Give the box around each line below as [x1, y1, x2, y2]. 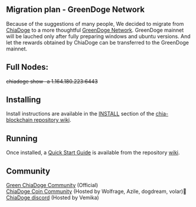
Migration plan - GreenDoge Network [6, 5, 145, 15]
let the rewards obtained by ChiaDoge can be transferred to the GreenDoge [6, 39, 190, 46]
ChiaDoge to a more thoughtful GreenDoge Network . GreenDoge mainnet [6, 26, 184, 33]
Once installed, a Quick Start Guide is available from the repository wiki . [6, 149, 180, 156]
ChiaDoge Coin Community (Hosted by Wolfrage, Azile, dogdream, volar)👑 [6, 188, 187, 195]
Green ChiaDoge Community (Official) [6, 182, 98, 189]
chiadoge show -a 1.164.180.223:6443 [6, 77, 98, 84]
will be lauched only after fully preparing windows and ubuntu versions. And [6, 32, 191, 40]
